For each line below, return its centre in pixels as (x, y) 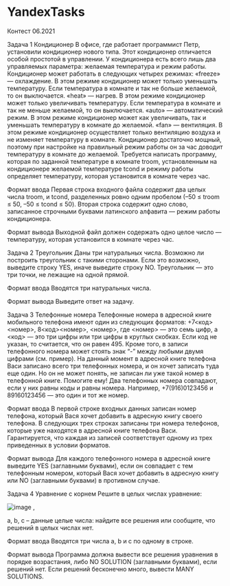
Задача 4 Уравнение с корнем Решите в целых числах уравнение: (105, 494)
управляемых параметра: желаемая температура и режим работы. (107, 66)
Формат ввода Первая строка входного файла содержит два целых (106, 189)
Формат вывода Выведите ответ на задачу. (71, 301)
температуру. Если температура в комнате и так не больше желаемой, (112, 88)
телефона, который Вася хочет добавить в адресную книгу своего (105, 416)
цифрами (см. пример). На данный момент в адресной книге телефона (112, 358)
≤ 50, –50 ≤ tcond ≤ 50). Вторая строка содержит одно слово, (98, 204)
